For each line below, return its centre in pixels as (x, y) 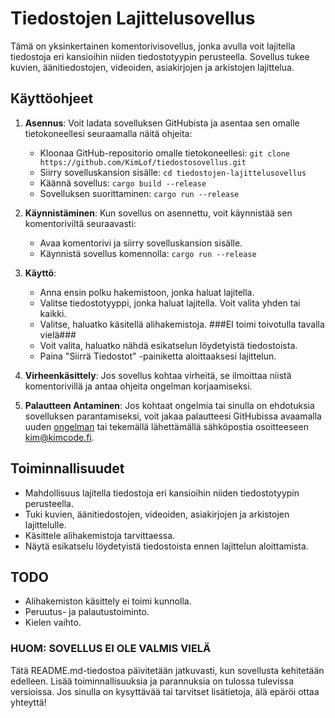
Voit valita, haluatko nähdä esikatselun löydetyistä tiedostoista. (168, 345)
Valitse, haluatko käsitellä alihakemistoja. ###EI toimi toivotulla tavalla (182, 324)
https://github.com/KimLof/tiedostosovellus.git (143, 162)
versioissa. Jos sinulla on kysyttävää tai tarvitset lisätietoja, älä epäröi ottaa (165, 691)
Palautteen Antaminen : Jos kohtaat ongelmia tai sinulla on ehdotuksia (169, 405)
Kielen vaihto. (53, 623)
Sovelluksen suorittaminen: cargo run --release (139, 193)
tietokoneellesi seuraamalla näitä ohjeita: (108, 133)
